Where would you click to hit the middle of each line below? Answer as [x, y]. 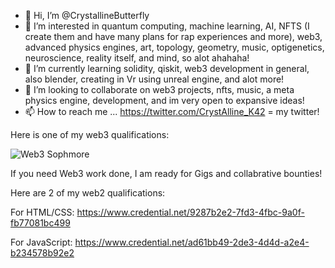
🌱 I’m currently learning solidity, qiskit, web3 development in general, [167, 68]
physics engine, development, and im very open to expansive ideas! [164, 100]
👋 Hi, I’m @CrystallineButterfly [87, 15]
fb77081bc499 [40, 223]
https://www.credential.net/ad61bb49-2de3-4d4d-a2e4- [192, 242]
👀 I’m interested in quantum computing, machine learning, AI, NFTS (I [167, 26]
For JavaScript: [41, 242]
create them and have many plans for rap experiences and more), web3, [173, 36]
